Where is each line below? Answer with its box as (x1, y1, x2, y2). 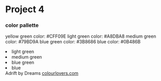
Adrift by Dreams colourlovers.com (5, 70, 79, 76)
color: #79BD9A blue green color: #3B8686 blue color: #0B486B (5, 39, 141, 45)
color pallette (5, 22, 39, 29)
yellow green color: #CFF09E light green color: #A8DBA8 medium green (5, 33, 156, 39)
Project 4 (5, 4, 45, 15)
